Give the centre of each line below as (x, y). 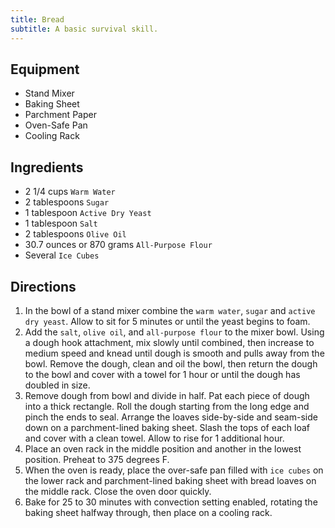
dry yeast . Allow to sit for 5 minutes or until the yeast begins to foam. (167, 321)
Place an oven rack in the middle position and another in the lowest (163, 448)
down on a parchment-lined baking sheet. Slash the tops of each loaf (167, 427)
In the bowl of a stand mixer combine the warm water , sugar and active (170, 310)
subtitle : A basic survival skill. (84, 29)
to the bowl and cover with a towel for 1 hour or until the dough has (162, 374)
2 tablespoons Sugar (67, 202)
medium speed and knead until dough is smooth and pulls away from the (174, 353)
